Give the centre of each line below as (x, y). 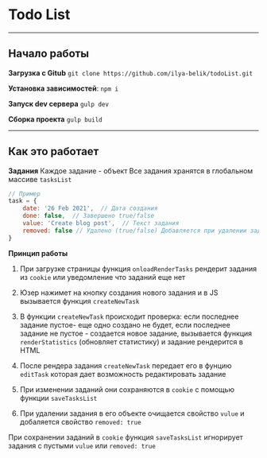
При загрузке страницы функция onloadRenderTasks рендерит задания (138, 269)
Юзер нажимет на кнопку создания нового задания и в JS (119, 293)
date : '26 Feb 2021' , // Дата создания (90, 208)
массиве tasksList (40, 179)
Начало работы (49, 54)
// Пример (25, 194)
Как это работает (54, 151)
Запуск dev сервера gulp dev (59, 103)
